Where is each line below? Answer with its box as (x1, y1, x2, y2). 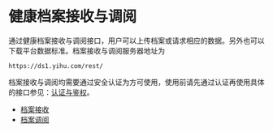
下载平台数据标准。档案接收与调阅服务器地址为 (8, 45, 165, 55)
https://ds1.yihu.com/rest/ (8, 62, 104, 70)
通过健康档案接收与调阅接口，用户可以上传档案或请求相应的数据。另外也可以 (8, 36, 265, 45)
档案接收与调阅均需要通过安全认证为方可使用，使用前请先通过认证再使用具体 (8, 77, 265, 87)
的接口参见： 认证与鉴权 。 (8, 87, 94, 97)
